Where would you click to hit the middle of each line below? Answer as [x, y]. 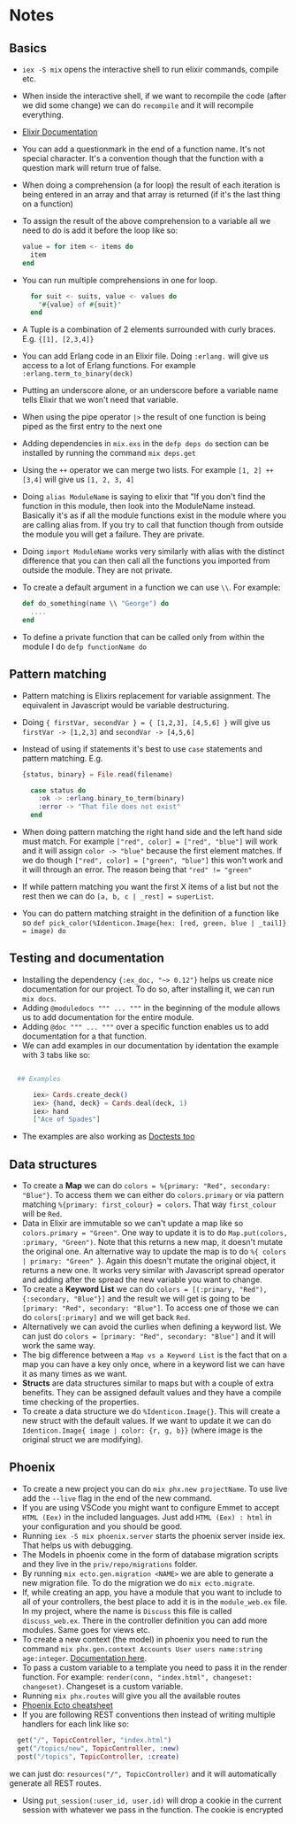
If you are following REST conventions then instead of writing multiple [148, 1714]
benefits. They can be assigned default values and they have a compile [152, 1393]
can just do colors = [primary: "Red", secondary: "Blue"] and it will [148, 1336]
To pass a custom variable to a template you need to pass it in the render [155, 1667]
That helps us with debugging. [77, 1545]
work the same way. [58, 1346]
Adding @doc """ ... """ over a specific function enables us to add [145, 1026]
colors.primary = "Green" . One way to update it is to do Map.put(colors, [155, 1233]
